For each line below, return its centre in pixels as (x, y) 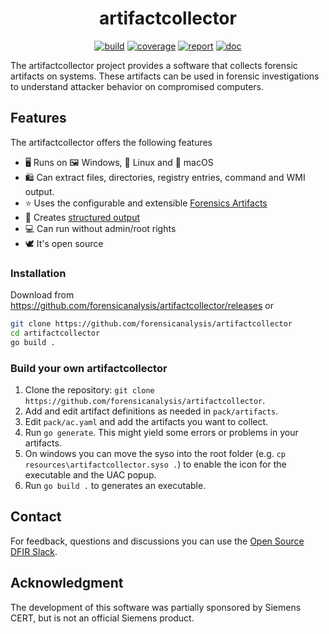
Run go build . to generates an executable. (115, 485)
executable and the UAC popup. (90, 474)
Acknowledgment (67, 583)
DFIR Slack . (34, 551)
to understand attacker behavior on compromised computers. (137, 86)
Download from (42, 295)
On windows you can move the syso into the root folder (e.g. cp (155, 453)
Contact (36, 517)
